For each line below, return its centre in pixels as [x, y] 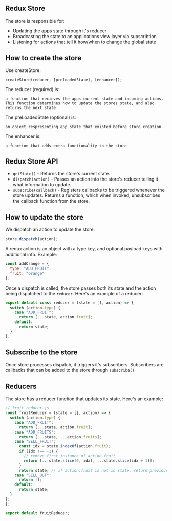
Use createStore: [23, 70]
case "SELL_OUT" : [33, 475]
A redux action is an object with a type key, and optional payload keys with [84, 249]
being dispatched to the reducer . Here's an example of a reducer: [74, 293]
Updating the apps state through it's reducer [60, 31]
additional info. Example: [31, 255]
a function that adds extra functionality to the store [66, 146]
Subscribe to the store [41, 353]
